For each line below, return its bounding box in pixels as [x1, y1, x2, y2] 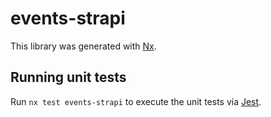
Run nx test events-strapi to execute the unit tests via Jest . [10, 95, 262, 107]
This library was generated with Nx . [10, 40, 157, 52]
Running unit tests [10, 69, 127, 86]
